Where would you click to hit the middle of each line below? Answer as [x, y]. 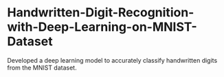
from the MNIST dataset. [42, 67]
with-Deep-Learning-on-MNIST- [102, 27]
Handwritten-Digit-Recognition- [101, 13]
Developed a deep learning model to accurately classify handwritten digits [112, 60]
